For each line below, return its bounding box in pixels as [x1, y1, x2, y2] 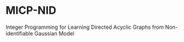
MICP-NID [5, 4, 56, 17]
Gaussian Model [34, 29, 74, 37]
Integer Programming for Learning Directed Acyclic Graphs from [5, 23, 164, 31]
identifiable [5, 29, 34, 37]
